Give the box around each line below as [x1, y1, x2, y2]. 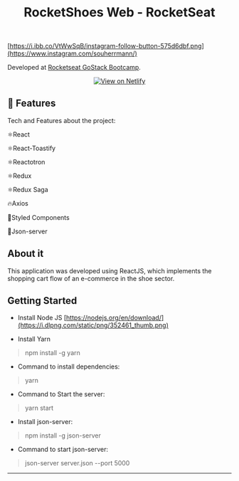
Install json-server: [17, 418, 73, 426]
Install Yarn [17, 335, 51, 344]
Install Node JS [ [17, 314, 67, 322]
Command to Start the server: [17, 390, 105, 398]
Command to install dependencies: [17, 362, 120, 371]
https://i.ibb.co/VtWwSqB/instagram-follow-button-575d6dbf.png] [9, 41, 204, 50]
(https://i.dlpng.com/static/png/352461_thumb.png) [17, 321, 169, 329]
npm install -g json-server [24, 431, 102, 440]
